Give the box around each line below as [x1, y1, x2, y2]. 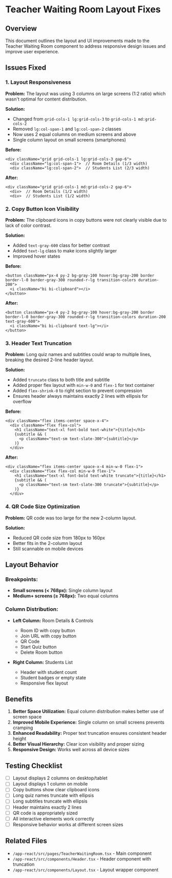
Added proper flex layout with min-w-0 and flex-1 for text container [12, 382, 155, 388]
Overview [5, 24, 37, 33]
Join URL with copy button [20, 633, 77, 639]
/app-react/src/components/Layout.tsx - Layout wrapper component [12, 866, 159, 873]
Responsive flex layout [20, 680, 68, 686]
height [12, 735, 27, 742]
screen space [12, 714, 42, 720]
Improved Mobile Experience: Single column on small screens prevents [12, 719, 165, 726]
